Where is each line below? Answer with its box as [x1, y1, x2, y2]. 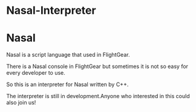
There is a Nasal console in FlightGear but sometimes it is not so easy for [6, 63, 189, 70]
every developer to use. [6, 69, 65, 76]
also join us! [6, 99, 36, 106]
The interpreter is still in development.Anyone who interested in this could [6, 93, 190, 100]
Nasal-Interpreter [6, 4, 96, 17]
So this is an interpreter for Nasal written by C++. [6, 81, 129, 88]
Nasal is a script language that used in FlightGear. [6, 51, 130, 58]
